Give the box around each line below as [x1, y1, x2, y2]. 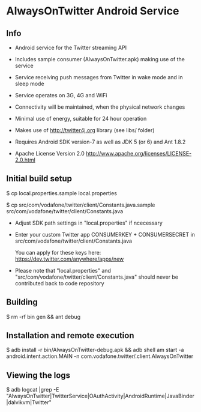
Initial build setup [6, 174, 73, 184]
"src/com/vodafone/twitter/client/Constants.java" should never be [14, 273, 179, 280]
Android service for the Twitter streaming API [14, 44, 127, 51]
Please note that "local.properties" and [14, 267, 111, 274]
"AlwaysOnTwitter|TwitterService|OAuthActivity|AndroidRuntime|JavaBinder [6, 392, 195, 400]
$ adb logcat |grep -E [6, 386, 59, 393]
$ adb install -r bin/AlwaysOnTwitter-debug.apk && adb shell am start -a [6, 347, 184, 354]
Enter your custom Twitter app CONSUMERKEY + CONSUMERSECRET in [14, 231, 195, 238]
